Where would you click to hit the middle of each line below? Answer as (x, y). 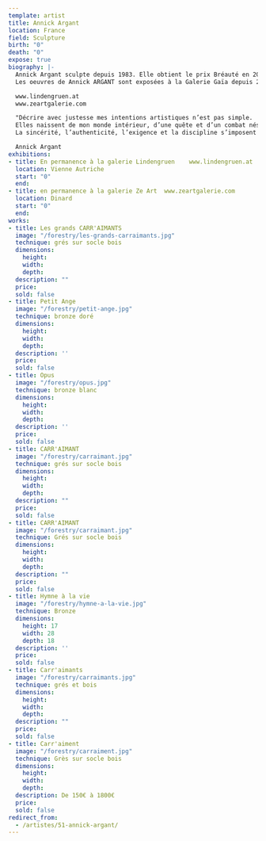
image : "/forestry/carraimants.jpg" (76, 678)
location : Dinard (44, 199)
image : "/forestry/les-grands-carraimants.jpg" (95, 235)
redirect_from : (33, 817)
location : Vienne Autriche (60, 169)
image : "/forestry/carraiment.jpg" (74, 751)
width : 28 (39, 633)
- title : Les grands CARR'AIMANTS (65, 228)
